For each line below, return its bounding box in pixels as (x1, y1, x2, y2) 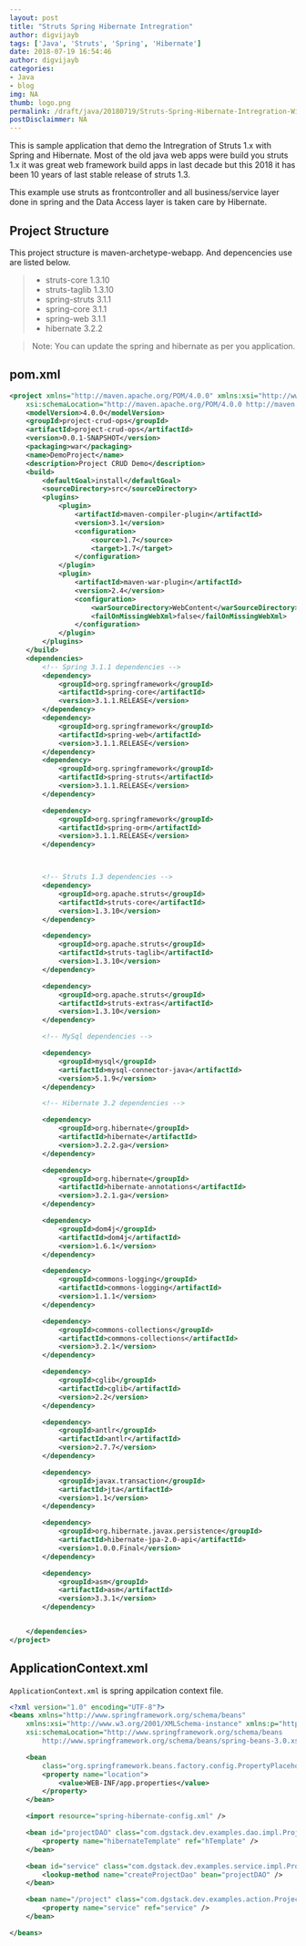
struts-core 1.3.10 (45, 274, 110, 285)
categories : (9, 65, 55, 74)
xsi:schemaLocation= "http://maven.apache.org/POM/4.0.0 (25, 399, 243, 409)
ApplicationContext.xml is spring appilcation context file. (9, 1684, 224, 1696)
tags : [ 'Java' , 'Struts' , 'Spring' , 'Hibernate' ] (9, 38, 202, 48)
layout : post (9, 13, 59, 23)
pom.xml (9, 367, 61, 383)
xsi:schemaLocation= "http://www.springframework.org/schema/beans (25, 1728, 283, 1737)
